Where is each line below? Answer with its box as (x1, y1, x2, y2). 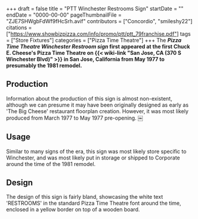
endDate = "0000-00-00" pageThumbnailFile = (6, 11, 122, 18)
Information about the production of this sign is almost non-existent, (6, 95, 173, 102)
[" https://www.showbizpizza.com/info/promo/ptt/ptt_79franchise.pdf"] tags (6, 30, 191, 37)
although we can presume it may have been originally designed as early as (6, 101, 189, 108)
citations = (6, 24, 33, 31)
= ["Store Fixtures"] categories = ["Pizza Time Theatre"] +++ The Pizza (6, 37, 182, 43)
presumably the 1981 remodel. (6, 62, 82, 69)
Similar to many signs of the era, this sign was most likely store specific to (6, 148, 187, 155)
